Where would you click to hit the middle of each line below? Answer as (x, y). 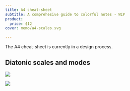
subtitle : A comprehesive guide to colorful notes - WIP (65, 14)
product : (14, 19)
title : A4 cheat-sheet (29, 10)
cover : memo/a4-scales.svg (33, 28)
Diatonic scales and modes (48, 62)
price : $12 (21, 24)
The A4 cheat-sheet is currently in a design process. (59, 47)
